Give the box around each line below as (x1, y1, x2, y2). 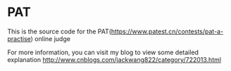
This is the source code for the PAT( (7, 27, 111, 35)
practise (7, 34, 32, 42)
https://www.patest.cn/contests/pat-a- (111, 27, 224, 35)
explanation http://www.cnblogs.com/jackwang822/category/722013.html (7, 55, 222, 63)
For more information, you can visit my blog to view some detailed (7, 48, 199, 56)
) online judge (30, 34, 70, 42)
